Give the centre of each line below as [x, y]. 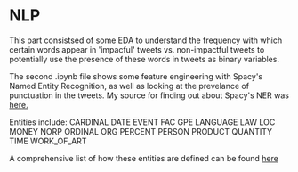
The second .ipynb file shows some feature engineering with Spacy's [136, 76]
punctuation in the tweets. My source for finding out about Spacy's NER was [149, 95]
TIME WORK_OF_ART [48, 141]
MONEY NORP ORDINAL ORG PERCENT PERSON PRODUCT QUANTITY [141, 131]
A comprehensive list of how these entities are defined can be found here [144, 158]
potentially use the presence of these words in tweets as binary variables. [145, 59]
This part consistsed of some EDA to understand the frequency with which [146, 40]
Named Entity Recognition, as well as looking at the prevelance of [129, 86]
